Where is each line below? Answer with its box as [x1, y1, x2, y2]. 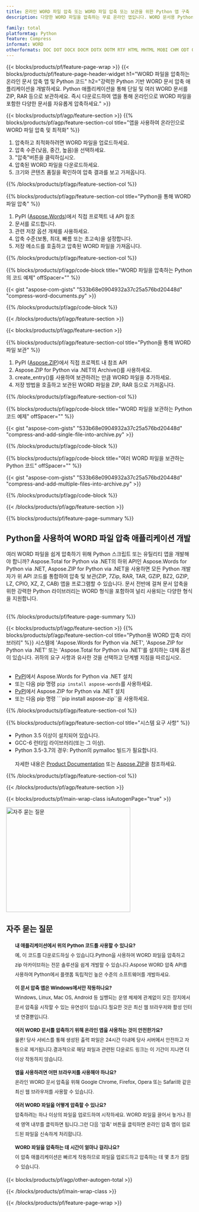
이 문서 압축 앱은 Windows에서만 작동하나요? [14, 984, 113, 991]
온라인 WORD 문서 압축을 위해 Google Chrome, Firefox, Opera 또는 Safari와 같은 [14, 1078, 191, 1085]
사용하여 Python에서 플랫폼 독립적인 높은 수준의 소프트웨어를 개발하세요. [14, 971, 171, 978]
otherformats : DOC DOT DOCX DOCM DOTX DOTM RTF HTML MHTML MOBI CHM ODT [6, 47, 190, 53]
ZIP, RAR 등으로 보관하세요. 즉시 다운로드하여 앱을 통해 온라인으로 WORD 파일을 [6, 93, 192, 100]
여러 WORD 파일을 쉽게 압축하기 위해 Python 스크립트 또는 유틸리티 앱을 [6, 550, 174, 557]
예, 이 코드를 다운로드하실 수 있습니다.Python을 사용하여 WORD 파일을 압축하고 [14, 951, 185, 959]
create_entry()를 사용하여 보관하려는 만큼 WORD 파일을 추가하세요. [14, 373, 172, 380]
